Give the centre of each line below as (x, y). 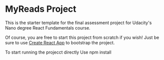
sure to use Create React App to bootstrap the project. (60, 42)
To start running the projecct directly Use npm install (58, 52)
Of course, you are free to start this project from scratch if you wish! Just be (82, 37)
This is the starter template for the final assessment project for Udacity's (79, 23)
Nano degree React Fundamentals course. (48, 28)
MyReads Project (41, 9)
